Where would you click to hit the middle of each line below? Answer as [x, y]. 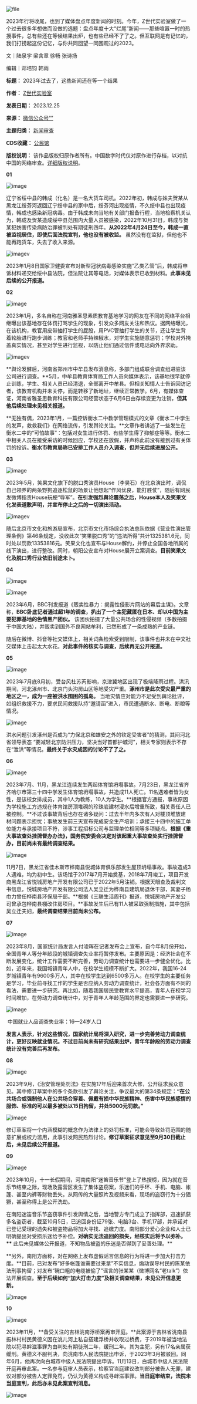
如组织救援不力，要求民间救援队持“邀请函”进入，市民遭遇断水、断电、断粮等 [98, 703]
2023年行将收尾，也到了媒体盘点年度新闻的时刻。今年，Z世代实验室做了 [94, 21]
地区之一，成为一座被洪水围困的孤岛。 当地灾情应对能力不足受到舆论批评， [97, 696]
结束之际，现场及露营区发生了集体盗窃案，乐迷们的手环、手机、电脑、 [101, 1187]
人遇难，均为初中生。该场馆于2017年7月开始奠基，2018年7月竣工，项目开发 [98, 874]
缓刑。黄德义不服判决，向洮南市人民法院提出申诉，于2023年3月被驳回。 [94, 1354]
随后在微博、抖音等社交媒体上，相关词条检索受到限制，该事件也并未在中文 [96, 639]
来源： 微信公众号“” [30, 118]
